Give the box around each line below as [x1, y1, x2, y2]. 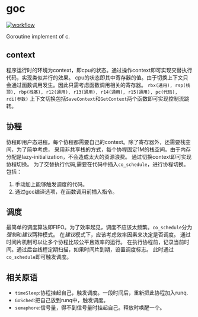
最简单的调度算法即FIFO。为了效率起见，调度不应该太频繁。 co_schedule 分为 [6, 224, 193, 231]
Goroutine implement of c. [6, 33, 70, 40]
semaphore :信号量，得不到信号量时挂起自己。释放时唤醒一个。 [14, 304, 165, 311]
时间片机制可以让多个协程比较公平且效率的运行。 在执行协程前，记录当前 [6, 239, 184, 246]
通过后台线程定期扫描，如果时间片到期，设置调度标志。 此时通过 [16, 246, 174, 253]
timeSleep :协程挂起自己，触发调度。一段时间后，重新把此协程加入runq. [14, 289, 189, 296]
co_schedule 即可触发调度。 [6, 254, 72, 261]
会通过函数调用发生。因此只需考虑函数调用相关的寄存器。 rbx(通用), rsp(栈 [6, 81, 191, 88]
